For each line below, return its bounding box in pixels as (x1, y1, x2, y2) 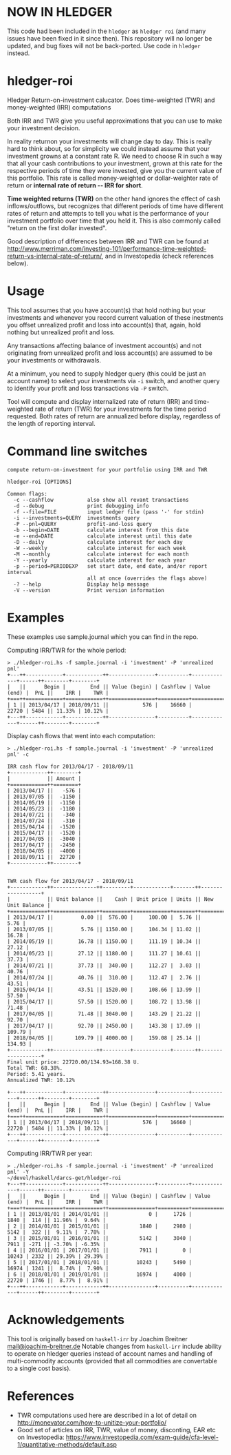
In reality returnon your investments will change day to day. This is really (7, 137, 212, 145)
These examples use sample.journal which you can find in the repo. (7, 632, 199, 641)
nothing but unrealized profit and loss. (7, 328, 115, 336)
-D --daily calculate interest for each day (13, 538, 184, 545)
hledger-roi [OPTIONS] (7, 478, 72, 485)
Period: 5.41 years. (7, 1070, 67, 1077)
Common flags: (7, 490, 48, 497)
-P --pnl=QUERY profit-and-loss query (13, 520, 153, 527)
